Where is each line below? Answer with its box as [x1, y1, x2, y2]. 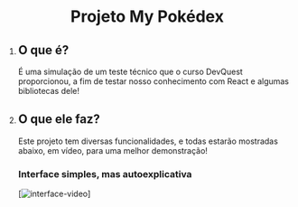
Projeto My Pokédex [70, 6, 224, 27]
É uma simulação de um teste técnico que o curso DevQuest [17, 66, 244, 77]
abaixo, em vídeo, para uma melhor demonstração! [17, 145, 208, 155]
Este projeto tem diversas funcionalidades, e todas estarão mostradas [17, 136, 278, 146]
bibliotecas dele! [17, 86, 79, 96]
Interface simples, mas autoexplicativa [17, 167, 192, 180]
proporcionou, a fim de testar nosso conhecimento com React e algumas [17, 76, 290, 87]
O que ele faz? [17, 111, 101, 127]
